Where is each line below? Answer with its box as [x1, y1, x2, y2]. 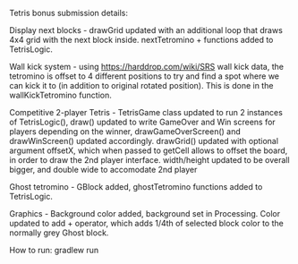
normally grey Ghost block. [9, 227, 109, 238]
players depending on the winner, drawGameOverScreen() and [9, 126, 242, 137]
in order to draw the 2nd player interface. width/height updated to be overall [9, 155, 290, 165]
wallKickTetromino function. [9, 89, 112, 100]
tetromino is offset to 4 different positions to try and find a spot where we [9, 71, 280, 81]
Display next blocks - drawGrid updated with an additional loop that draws [9, 25, 284, 35]
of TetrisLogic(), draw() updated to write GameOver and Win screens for [9, 116, 276, 127]
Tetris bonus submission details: [9, 8, 128, 18]
